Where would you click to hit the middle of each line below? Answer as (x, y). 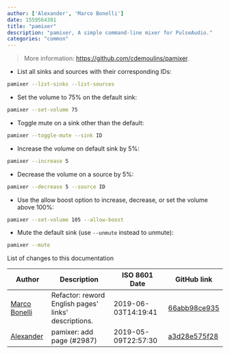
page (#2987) (74, 341)
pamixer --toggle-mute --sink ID (55, 135)
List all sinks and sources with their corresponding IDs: (94, 72)
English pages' (75, 304)
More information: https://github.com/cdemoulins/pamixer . (106, 58)
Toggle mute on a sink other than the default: (80, 123)
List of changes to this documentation (61, 258)
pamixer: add (72, 332)
